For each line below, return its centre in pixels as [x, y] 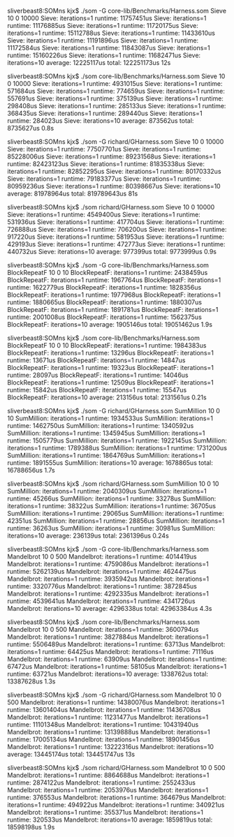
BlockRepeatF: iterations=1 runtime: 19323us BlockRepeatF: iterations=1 [111, 368]
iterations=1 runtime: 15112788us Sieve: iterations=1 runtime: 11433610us [111, 33]
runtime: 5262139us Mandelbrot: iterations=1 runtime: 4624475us [102, 571]
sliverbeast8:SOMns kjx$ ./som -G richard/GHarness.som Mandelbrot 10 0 [115, 695]
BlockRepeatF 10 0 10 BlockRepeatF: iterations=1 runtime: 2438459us [108, 273]
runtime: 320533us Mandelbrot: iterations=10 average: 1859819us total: [110, 820]
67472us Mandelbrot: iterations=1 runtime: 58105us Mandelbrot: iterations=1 [117, 666]
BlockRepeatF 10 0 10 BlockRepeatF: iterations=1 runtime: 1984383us [107, 345]
